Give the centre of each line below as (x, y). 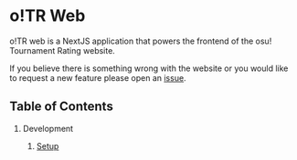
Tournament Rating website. (63, 50)
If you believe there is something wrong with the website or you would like (149, 68)
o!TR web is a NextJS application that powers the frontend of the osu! (141, 41)
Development (48, 128)
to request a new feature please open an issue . (98, 77)
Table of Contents (62, 107)
